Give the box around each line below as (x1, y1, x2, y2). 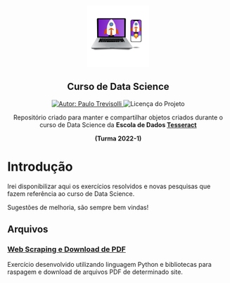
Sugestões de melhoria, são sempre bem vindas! (7, 203, 149, 211)
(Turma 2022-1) (94, 134, 142, 143)
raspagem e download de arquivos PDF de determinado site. (7, 268, 183, 276)
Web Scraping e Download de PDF (7, 244, 127, 254)
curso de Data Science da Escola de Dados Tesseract (39, 120, 197, 129)
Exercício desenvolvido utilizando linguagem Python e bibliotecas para (7, 261, 212, 269)
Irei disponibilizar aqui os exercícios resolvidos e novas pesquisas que (7, 182, 211, 190)
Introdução (7, 159, 73, 174)
